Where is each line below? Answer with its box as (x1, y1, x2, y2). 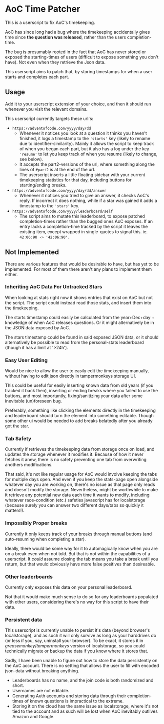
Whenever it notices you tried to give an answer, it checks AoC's (19, 192, 150, 198)
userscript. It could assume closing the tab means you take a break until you (5, 556, 159, 562)
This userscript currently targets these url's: (5, 116, 94, 121)
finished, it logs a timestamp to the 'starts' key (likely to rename (19, 135, 150, 141)
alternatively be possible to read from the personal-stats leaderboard (5, 339, 144, 345)
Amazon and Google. (12, 714, 55, 720)
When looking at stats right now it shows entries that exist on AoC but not (5, 294, 153, 301)
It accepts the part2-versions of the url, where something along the (19, 161, 155, 167)
